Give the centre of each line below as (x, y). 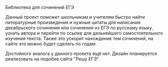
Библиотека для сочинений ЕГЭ (40, 7)
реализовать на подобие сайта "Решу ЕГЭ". (53, 59)
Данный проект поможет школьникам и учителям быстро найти (75, 17)
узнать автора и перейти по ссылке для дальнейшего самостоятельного (84, 33)
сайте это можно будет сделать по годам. (51, 44)
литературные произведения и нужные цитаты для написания (73, 22)
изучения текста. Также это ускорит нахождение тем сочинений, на (79, 38)
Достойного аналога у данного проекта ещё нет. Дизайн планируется (81, 53)
